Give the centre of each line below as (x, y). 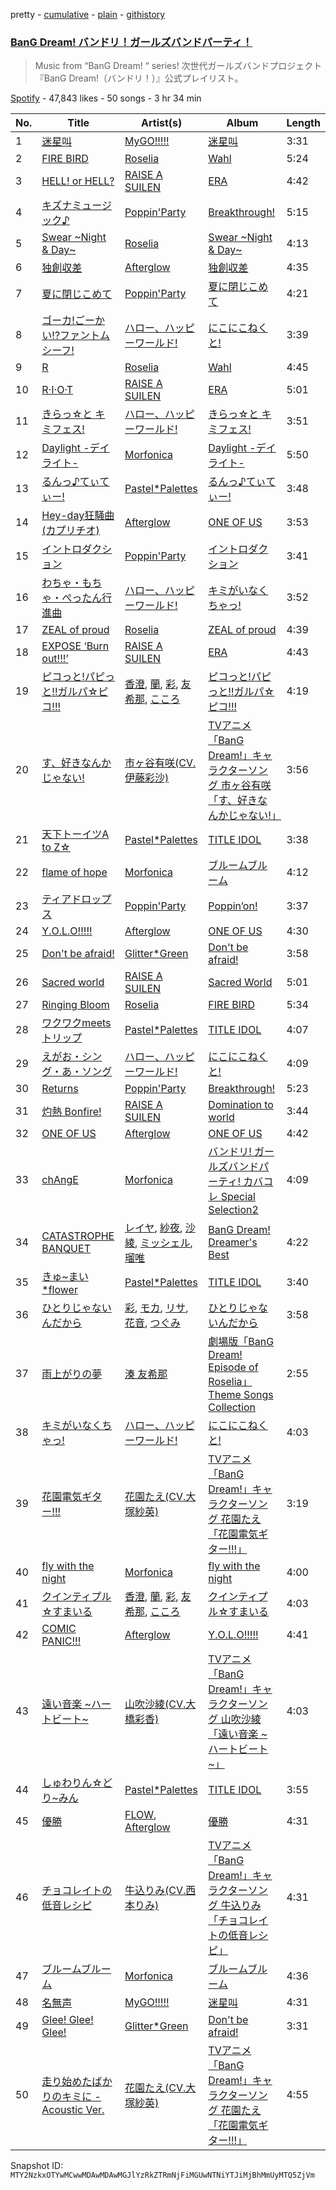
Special (238, 1197)
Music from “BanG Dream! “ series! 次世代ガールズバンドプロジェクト (178, 66)
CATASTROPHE (78, 1236)
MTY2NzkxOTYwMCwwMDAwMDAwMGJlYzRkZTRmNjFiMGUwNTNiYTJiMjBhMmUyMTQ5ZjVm (162, 2175)
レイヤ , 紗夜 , (153, 1228)
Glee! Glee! (67, 2020)
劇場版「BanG (241, 1342)
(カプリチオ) (70, 531)
